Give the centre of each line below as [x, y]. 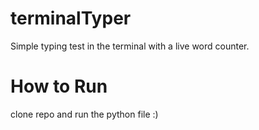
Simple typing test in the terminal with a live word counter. [130, 46]
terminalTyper [71, 18]
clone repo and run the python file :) [84, 114]
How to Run [59, 86]
